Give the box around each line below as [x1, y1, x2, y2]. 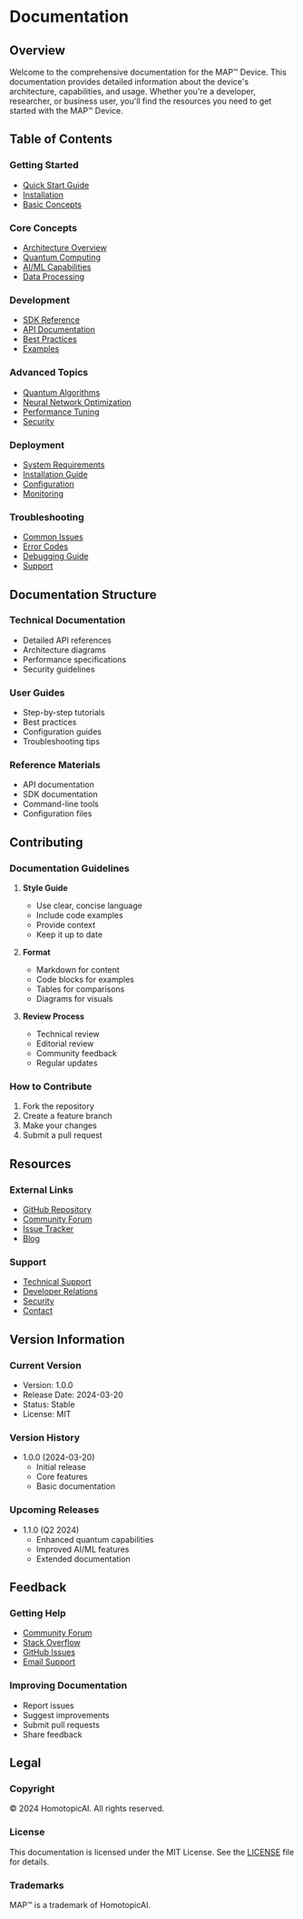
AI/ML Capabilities [22, 261, 92, 272]
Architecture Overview [22, 242, 107, 253]
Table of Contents [9, 132, 113, 147]
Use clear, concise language [35, 900, 142, 911]
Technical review [35, 1029, 100, 1040]
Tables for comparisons [35, 984, 125, 994]
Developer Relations [22, 1286, 98, 1297]
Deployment [9, 438, 65, 451]
